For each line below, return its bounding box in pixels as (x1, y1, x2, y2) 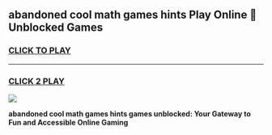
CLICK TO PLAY (8, 45, 71, 57)
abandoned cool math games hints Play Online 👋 (8, 8, 257, 22)
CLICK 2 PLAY (8, 75, 65, 86)
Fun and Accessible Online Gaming (8, 117, 129, 127)
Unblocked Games (8, 21, 104, 35)
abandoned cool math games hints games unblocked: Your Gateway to (8, 108, 251, 118)
